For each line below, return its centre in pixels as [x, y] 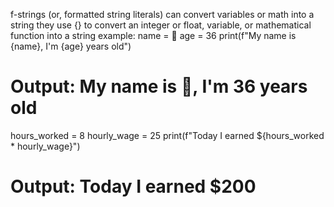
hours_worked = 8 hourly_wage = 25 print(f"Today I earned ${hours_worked [167, 135]
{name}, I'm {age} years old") [71, 46]
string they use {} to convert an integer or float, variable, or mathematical [161, 25]
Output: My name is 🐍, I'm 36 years [159, 86]
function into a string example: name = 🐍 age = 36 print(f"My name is [153, 35]
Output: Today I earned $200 [133, 186]
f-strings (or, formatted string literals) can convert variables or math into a [162, 14]
